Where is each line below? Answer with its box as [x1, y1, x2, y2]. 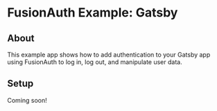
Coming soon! [7, 96, 47, 104]
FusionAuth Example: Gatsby [7, 5, 178, 21]
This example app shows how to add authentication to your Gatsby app [7, 50, 211, 59]
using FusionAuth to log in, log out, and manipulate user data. [7, 58, 182, 66]
